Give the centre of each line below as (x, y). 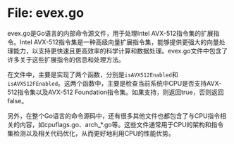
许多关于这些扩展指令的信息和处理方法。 (66, 59)
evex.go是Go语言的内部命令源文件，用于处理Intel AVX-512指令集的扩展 (110, 33)
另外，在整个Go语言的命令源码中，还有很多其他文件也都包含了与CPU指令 (114, 116)
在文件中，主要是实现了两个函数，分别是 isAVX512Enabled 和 (93, 74)
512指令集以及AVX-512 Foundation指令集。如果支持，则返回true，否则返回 (116, 92)
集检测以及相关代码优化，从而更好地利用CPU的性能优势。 (91, 133)
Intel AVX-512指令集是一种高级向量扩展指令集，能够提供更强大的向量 (119, 42)
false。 (18, 100)
